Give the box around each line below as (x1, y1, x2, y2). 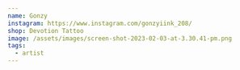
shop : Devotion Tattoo (7, 27, 84, 35)
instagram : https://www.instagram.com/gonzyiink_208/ (7, 19, 193, 27)
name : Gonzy (7, 11, 48, 20)
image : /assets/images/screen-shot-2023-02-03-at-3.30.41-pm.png (7, 34, 232, 43)
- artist (15, 49, 44, 57)
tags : (7, 42, 26, 50)
